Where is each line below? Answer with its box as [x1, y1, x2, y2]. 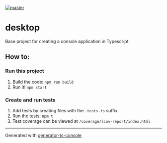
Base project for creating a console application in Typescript [5, 38, 129, 44]
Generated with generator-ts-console [5, 132, 82, 138]
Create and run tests [5, 96, 56, 103]
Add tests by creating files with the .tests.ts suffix [12, 107, 118, 113]
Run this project [5, 67, 45, 74]
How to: [5, 52, 30, 61]
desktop [5, 22, 40, 33]
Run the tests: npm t [12, 113, 53, 119]
